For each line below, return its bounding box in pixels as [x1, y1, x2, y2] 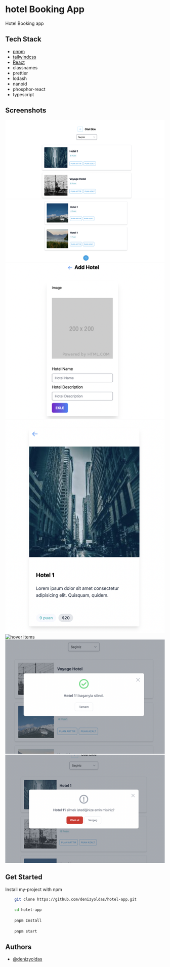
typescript [12, 91, 34, 97]
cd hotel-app [14, 907, 42, 912]
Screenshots [5, 106, 47, 115]
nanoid [12, 80, 27, 87]
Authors [5, 943, 32, 951]
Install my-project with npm [5, 886, 62, 892]
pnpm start [14, 929, 37, 934]
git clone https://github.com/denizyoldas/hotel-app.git [14, 897, 137, 902]
